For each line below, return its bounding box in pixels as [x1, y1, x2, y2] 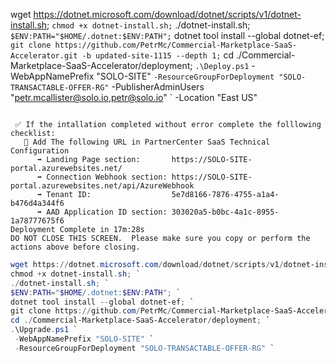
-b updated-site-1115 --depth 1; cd [81, 49, 234, 61]
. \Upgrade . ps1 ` [10, 325, 78, 335]
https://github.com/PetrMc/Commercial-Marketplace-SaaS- [54, 40, 298, 50]
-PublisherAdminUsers [111, 81, 205, 93]
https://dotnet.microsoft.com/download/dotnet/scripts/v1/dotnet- [33, 9, 302, 20]
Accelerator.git [10, 51, 78, 61]
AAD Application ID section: [46, 207, 168, 217]
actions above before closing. [10, 242, 141, 252]
